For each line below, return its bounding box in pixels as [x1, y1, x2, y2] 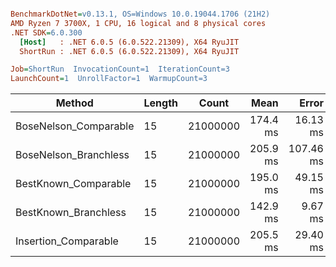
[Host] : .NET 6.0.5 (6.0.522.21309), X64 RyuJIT [19, 37, 240, 47]
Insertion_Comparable [15, 234, 119, 248]
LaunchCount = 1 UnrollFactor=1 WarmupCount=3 [10, 74, 208, 84]
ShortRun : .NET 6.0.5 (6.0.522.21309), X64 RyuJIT [19, 46, 240, 56]
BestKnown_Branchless [15, 206, 127, 220]
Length [143, 96, 179, 110]
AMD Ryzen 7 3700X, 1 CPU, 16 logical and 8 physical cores [10, 18, 267, 28]
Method [55, 96, 94, 110]
